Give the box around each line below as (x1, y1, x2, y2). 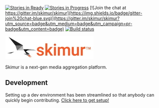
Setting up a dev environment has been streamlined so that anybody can (5, 91, 155, 97)
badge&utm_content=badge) (5, 26, 64, 32)
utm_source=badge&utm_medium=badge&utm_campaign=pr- (5, 20, 133, 26)
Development (5, 78, 48, 87)
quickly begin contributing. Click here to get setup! (5, 97, 110, 103)
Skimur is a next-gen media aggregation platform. (5, 64, 107, 70)
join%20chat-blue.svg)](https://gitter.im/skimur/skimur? (5, 15, 120, 21)
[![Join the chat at (89, 5, 126, 10)
